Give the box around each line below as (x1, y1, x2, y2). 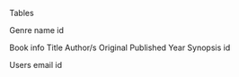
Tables (9, 8, 34, 18)
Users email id (9, 60, 63, 70)
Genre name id (9, 25, 65, 35)
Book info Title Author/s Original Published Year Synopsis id (9, 42, 231, 53)
